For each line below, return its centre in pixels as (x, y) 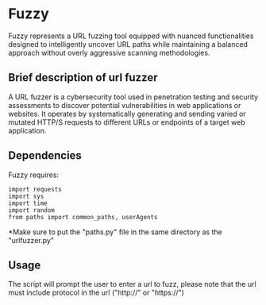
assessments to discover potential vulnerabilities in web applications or (125, 105)
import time (28, 203)
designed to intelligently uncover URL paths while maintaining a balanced (128, 44)
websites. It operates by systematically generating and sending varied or (127, 114)
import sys (26, 196)
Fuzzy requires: (34, 175)
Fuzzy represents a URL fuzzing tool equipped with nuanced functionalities (131, 36)
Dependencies (45, 156)
